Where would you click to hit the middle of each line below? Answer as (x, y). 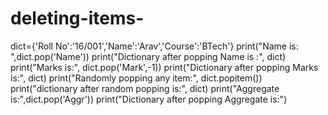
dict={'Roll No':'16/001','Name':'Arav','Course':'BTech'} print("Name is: (154, 46)
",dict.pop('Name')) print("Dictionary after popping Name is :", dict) (148, 56)
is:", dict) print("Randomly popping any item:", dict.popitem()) (136, 78)
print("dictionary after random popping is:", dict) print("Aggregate (145, 88)
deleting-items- (77, 18)
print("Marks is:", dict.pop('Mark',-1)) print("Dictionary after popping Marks (164, 67)
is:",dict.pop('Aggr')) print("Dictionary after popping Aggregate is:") (149, 99)
